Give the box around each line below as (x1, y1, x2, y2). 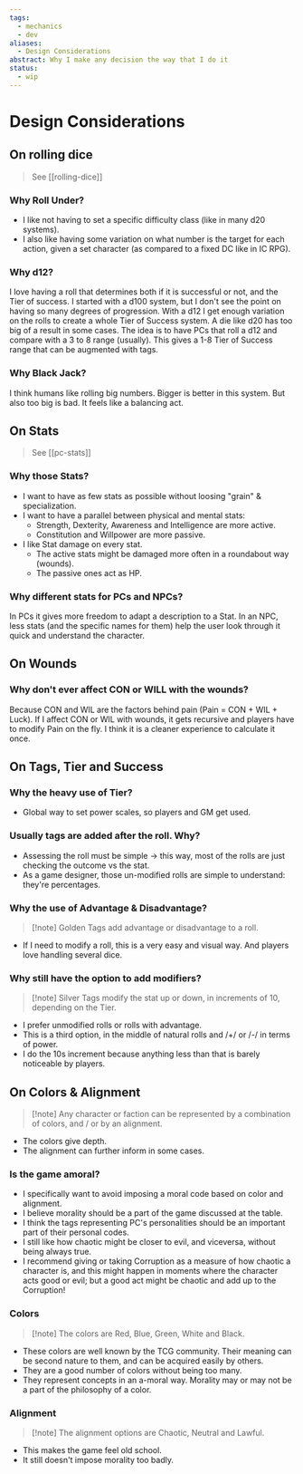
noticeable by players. (22, 1058, 106, 1069)
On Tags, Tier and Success (9, 759, 165, 775)
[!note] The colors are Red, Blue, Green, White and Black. (31, 1328, 245, 1339)
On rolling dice (9, 147, 93, 163)
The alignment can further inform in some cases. (22, 1145, 205, 1156)
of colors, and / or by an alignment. (31, 1118, 163, 1129)
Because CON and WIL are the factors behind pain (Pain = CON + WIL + (9, 704, 279, 715)
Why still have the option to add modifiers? (9, 971, 202, 984)
